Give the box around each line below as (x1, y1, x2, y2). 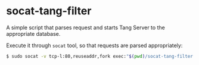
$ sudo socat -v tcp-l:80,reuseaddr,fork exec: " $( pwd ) (6, 53, 145, 59)
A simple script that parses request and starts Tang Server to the (6, 24, 165, 31)
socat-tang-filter (6, 4, 92, 18)
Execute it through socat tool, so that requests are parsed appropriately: (6, 42, 183, 49)
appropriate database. (6, 30, 61, 37)
